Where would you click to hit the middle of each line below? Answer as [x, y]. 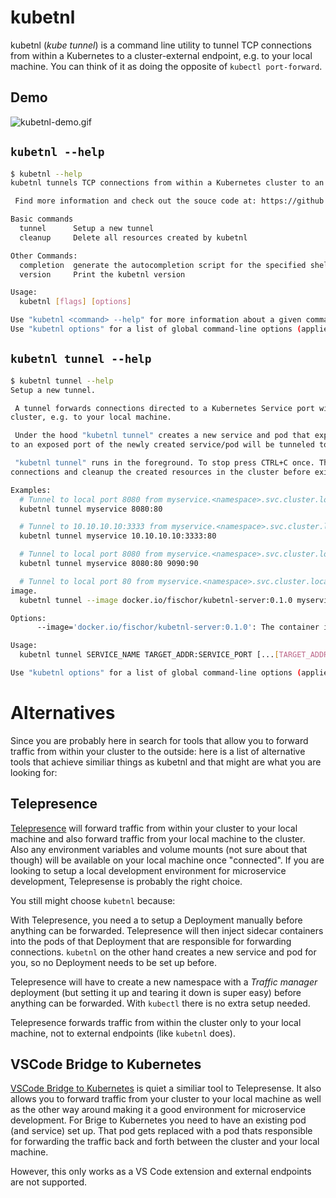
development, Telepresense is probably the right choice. [126, 881]
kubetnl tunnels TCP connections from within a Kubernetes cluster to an [167, 183]
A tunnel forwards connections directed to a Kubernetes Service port [164, 408]
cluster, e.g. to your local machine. [91, 417]
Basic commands [42, 219]
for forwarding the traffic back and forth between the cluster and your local [165, 1142]
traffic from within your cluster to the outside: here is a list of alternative [158, 751]
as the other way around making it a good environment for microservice [158, 1110]
